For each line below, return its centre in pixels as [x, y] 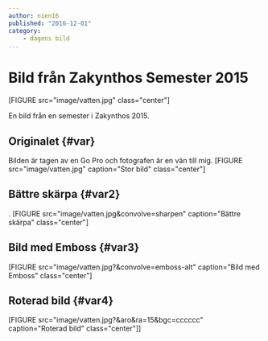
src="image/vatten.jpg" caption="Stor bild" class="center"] [107, 169]
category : [25, 31]
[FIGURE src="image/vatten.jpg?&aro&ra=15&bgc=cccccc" [106, 320]
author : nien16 [34, 16]
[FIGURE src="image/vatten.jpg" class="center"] [89, 101]
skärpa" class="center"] [48, 222]
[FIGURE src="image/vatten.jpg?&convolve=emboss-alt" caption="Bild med [134, 267]
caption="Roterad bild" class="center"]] [75, 329]
